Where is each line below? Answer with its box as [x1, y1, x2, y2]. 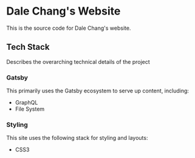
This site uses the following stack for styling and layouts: [6, 134, 148, 142]
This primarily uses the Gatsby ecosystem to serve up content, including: [6, 87, 190, 95]
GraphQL [15, 99, 38, 106]
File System [15, 105, 45, 113]
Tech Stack [6, 42, 50, 52]
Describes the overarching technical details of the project [6, 58, 150, 65]
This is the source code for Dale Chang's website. [6, 24, 131, 32]
